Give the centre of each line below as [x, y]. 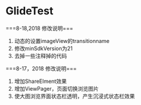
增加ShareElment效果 [40, 81]
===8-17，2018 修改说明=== [41, 68]
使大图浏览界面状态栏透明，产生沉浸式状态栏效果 [74, 96]
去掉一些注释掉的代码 [40, 55]
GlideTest [30, 11]
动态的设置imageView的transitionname [62, 41]
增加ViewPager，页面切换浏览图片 [56, 88]
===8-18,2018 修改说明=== [39, 28]
